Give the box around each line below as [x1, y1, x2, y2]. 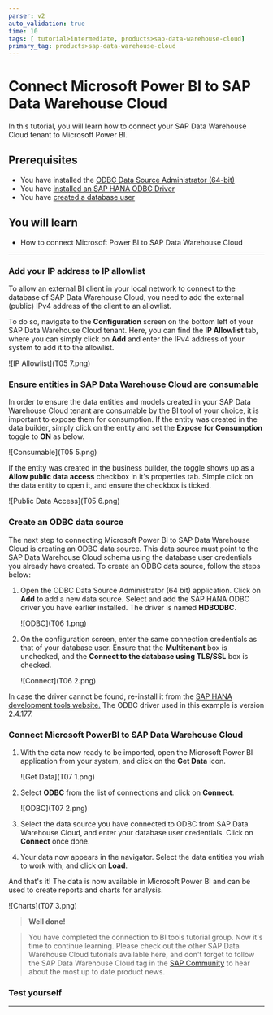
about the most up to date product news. [28, 966, 165, 976]
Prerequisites [8, 154, 78, 167]
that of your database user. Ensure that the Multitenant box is [19, 643, 227, 653]
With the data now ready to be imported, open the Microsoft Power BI [19, 747, 253, 757]
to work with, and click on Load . [19, 861, 128, 870]
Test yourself [8, 987, 63, 998]
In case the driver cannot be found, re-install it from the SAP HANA [8, 692, 233, 701]
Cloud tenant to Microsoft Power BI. [8, 130, 128, 140]
